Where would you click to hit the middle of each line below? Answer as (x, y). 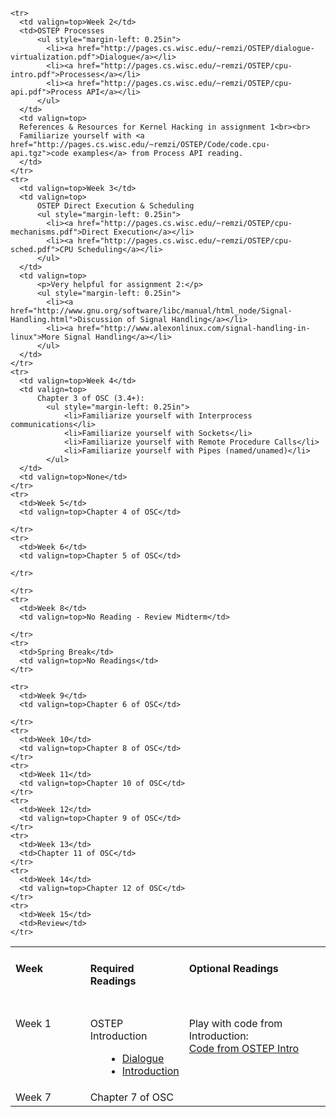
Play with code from (235, 1023)
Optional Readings (233, 969)
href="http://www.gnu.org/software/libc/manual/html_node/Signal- (151, 311)
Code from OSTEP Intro (244, 1048)
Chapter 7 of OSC (131, 1097)
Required (112, 969)
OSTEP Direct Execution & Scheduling (115, 206)
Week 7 (33, 1097)
